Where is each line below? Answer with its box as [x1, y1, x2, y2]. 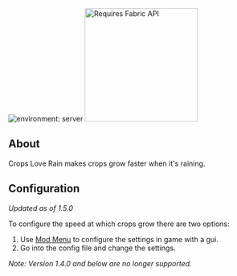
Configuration [8, 182, 80, 196]
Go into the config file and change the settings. [19, 243, 176, 253]
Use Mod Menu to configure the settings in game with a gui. [19, 234, 219, 244]
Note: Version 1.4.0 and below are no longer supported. [8, 258, 192, 268]
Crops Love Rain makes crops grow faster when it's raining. [8, 159, 206, 168]
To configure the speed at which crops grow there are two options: [8, 219, 230, 229]
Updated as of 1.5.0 [8, 203, 74, 212]
